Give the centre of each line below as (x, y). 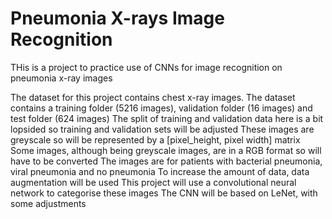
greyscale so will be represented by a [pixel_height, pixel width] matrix (155, 139)
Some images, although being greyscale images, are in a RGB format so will (166, 150)
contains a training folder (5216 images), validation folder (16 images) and (161, 108)
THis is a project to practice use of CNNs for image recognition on (146, 67)
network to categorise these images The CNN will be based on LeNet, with (164, 193)
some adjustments (48, 203)
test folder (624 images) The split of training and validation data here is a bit (167, 118)
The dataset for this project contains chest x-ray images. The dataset (153, 97)
